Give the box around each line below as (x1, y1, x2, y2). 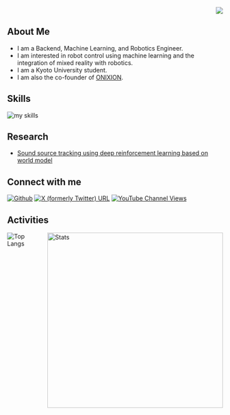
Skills (7, 93, 31, 105)
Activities (7, 214, 49, 226)
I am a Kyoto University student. (16, 66, 107, 74)
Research (7, 131, 49, 143)
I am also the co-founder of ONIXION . (16, 73, 124, 81)
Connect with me (7, 176, 82, 187)
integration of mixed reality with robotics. (16, 58, 133, 67)
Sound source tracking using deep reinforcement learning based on (16, 149, 209, 157)
